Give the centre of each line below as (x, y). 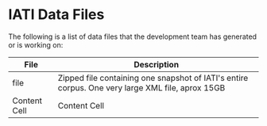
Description (157, 64)
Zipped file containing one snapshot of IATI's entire (153, 78)
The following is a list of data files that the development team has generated (132, 36)
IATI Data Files (56, 15)
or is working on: (36, 44)
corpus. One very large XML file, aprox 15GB (141, 87)
